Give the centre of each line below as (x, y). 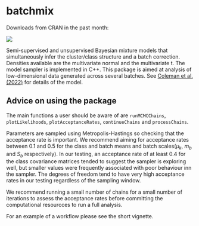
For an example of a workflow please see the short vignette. (80, 216)
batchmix (30, 11)
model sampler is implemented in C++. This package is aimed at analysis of (99, 69)
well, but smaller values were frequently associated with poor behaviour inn (99, 168)
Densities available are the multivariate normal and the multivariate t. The (96, 63)
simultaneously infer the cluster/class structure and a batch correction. (93, 56)
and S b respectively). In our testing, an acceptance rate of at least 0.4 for (96, 155)
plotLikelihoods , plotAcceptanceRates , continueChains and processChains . (97, 121)
